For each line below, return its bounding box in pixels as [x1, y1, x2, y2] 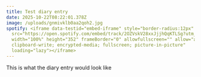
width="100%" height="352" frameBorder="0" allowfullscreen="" [11, 36, 172, 42]
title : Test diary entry [6, 8, 68, 15]
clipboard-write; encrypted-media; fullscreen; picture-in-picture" [11, 42, 186, 48]
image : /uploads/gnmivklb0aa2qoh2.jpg [6, 20, 103, 26]
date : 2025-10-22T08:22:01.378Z [6, 14, 87, 20]
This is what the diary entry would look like [6, 64, 112, 71]
